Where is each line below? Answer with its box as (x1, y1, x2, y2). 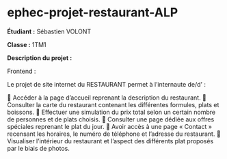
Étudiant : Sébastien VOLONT (7, 27, 92, 35)
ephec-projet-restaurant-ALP (7, 5, 178, 20)
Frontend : (7, 67, 36, 75)
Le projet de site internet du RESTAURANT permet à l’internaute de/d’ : (7, 80, 206, 88)
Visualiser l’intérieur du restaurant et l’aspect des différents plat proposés (7, 136, 214, 145)
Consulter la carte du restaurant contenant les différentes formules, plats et (7, 100, 219, 109)
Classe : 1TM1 (7, 40, 46, 48)
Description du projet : (7, 53, 72, 62)
